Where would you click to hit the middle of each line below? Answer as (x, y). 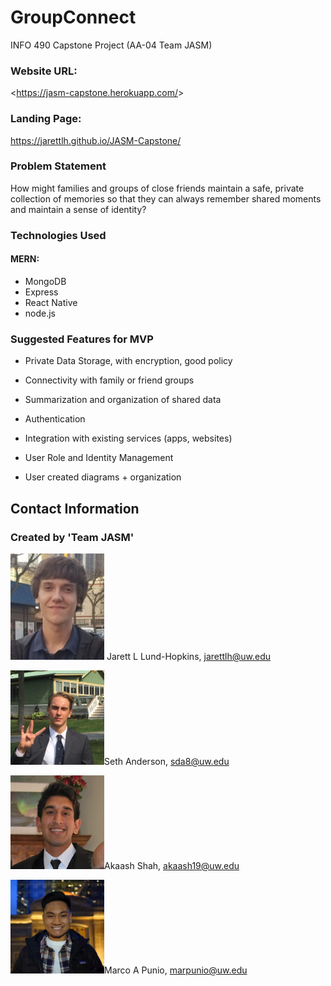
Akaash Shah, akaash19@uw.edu (172, 865)
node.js (40, 313)
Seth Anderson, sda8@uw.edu (167, 761)
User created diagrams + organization (103, 477)
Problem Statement (58, 166)
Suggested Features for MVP (82, 339)
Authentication (55, 419)
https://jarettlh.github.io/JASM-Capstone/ (96, 140)
